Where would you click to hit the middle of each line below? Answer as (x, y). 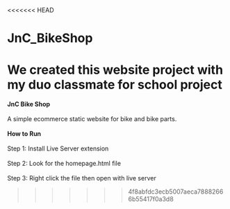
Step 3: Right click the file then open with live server (82, 178)
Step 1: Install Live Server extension (58, 148)
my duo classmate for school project (115, 85)
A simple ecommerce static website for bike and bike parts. (92, 119)
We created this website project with (115, 70)
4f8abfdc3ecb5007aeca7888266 (176, 192)
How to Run (24, 134)
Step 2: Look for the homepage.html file (64, 164)
